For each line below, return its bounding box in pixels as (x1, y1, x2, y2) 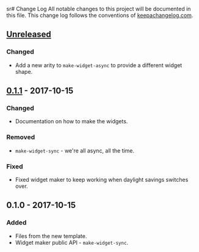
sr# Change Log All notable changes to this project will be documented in (6, 5, 191, 12)
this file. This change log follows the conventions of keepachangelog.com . (6, 12, 194, 19)
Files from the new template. (15, 232, 87, 240)
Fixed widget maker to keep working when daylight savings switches (15, 176, 189, 183)
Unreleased (6, 29, 52, 40)
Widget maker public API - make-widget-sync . (15, 239, 129, 246)
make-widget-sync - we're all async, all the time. (15, 146, 135, 154)
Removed (6, 133, 35, 142)
